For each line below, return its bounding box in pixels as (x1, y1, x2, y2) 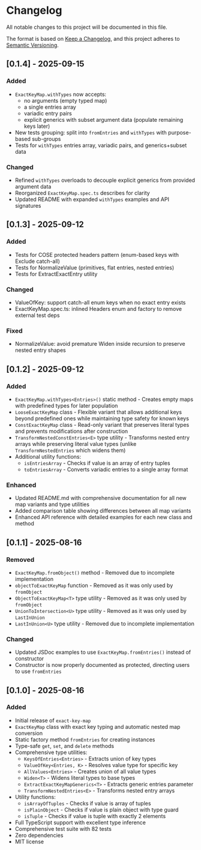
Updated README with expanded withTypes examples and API (14, 196, 170, 203)
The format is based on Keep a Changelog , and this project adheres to (6, 35, 180, 42)
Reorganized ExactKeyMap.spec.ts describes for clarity (14, 189, 150, 196)
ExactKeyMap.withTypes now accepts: (14, 91, 107, 98)
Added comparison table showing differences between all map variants (14, 507, 191, 514)
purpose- (167, 128, 191, 136)
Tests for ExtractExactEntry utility (14, 270, 98, 277)
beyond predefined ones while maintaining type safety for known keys (14, 415, 189, 422)
